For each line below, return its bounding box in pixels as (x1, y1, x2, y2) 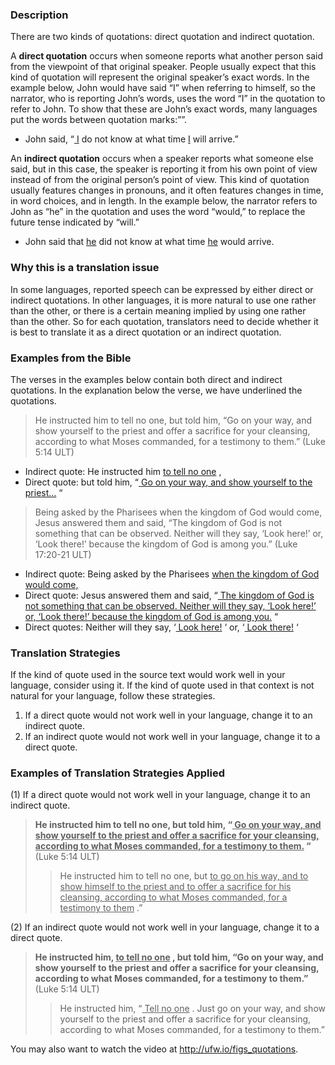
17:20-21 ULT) (34, 548, 92, 560)
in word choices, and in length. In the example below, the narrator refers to (10, 195, 318, 207)
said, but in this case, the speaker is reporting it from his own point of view (10, 163, 318, 175)
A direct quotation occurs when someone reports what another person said (10, 50, 324, 62)
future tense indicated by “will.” (10, 216, 140, 228)
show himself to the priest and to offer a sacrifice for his (59, 881, 292, 893)
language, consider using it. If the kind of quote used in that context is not (10, 679, 315, 692)
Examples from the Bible (10, 351, 132, 365)
